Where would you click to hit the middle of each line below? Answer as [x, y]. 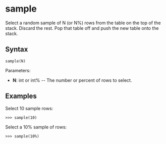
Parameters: [18, 70]
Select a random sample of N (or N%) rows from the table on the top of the [83, 23]
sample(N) [16, 61]
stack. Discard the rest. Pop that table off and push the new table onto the [82, 28]
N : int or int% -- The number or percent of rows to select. [72, 80]
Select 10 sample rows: [29, 108]
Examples [21, 96]
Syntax [17, 49]
